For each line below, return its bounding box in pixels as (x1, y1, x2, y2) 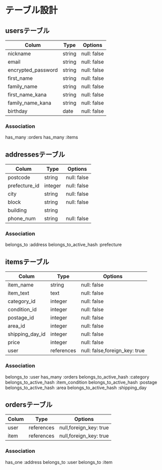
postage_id (8, 314, 34, 321)
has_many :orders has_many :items (5, 134, 78, 140)
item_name (8, 281, 34, 289)
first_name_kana (8, 91, 47, 98)
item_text (8, 290, 29, 297)
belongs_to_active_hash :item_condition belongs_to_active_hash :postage (5, 379, 157, 385)
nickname (8, 50, 31, 57)
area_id (8, 322, 25, 330)
